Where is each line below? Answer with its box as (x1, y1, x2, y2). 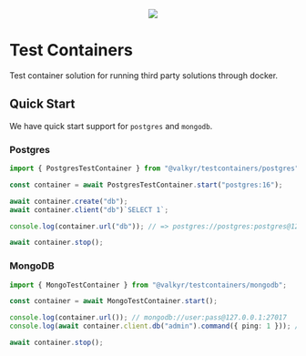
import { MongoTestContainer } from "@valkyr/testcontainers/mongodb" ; (9, 280, 287, 290)
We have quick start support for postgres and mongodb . (9, 120, 213, 131)
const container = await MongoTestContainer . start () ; (9, 297, 219, 306)
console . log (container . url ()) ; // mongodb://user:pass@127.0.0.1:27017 (9, 313, 287, 322)
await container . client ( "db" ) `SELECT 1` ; (9, 205, 169, 214)
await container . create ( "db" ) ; (9, 197, 128, 206)
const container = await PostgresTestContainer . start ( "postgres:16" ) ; (9, 180, 283, 189)
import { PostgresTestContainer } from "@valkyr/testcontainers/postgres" (9, 164, 300, 173)
